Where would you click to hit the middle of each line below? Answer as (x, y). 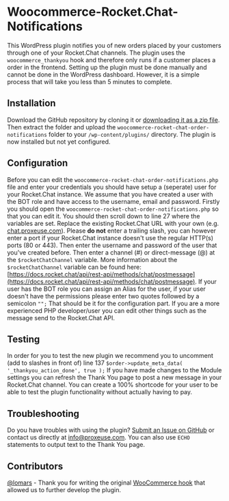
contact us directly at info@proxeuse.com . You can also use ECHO (98, 437)
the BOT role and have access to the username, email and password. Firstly (113, 201)
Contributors (35, 466)
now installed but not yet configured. (59, 142)
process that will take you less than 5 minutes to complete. (90, 81)
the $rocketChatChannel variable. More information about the (92, 259)
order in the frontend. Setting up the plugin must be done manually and (107, 67)
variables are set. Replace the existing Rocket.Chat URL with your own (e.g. (113, 223)
